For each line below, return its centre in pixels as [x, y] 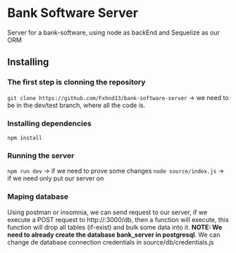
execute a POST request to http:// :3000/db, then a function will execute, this [118, 219]
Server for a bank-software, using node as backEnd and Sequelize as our [114, 32]
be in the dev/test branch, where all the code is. [76, 105]
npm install [25, 138]
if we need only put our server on [56, 178]
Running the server [41, 155]
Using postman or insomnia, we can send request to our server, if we [107, 212]
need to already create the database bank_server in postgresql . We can [114, 235]
